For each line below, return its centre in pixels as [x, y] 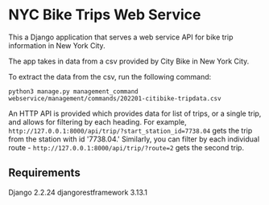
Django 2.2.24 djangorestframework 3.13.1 [78, 192]
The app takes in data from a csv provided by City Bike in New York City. [129, 61]
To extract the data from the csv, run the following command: [110, 76]
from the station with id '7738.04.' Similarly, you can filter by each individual [134, 139]
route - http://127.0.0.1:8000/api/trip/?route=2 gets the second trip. [126, 147]
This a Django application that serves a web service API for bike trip [121, 37]
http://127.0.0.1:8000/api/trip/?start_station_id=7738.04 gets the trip [130, 130]
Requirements [44, 173]
